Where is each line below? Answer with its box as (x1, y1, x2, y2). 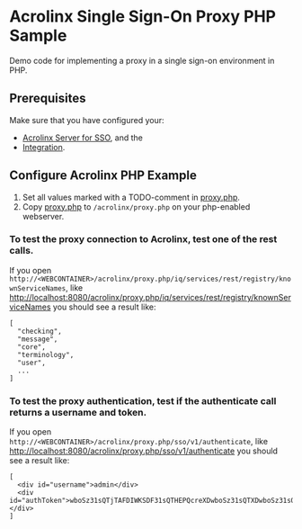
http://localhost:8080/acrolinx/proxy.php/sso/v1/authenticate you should (9, 445, 279, 456)
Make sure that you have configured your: (9, 114, 164, 125)
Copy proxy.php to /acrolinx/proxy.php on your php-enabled (22, 201, 251, 212)
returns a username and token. (9, 406, 147, 418)
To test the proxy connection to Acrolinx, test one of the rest (9, 233, 278, 246)
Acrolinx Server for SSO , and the (22, 132, 144, 143)
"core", (17, 342, 47, 352)
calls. (9, 245, 34, 257)
